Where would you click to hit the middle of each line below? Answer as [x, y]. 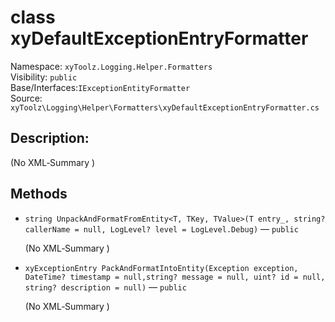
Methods [39, 194]
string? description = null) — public [105, 287]
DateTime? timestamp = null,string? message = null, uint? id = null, [175, 277]
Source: [26, 98]
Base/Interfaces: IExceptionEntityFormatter [100, 87]
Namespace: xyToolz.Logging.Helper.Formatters [111, 66]
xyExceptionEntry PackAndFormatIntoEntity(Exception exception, [161, 268]
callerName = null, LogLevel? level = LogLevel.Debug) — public [161, 228]
